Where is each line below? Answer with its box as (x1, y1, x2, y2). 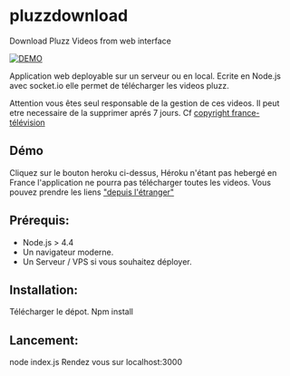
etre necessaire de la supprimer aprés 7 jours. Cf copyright (9, 107, 230, 118)
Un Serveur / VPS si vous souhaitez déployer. (22, 255, 192, 267)
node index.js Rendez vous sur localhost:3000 (9, 357, 183, 368)
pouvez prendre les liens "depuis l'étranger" (9, 187, 175, 198)
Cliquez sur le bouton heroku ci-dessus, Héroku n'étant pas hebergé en (9, 167, 277, 178)
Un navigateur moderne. (22, 246, 114, 257)
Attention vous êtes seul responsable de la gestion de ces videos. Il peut (9, 97, 280, 109)
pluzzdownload (9, 5, 129, 26)
